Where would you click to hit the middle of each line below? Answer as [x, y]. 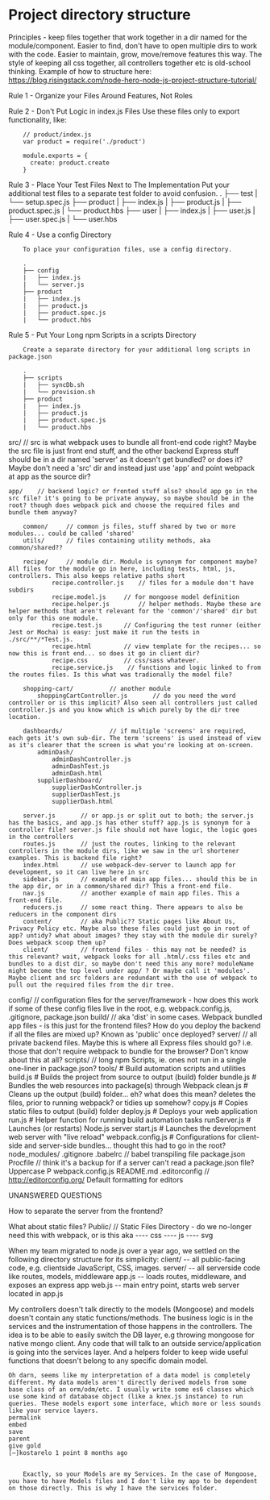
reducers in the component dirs [62, 914]
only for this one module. [54, 618]
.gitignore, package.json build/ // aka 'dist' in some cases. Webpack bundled [135, 1016]
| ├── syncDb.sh [54, 384]
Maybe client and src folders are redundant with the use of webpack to [133, 978]
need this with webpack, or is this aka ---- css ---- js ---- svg [111, 1235]
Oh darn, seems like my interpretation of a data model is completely [129, 1375]
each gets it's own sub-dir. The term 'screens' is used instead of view [135, 738]
